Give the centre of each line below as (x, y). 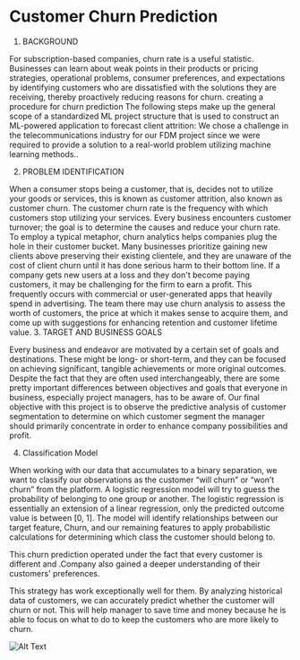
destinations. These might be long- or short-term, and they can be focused (148, 359)
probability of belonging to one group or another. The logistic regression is (146, 498)
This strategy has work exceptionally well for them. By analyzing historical (146, 591)
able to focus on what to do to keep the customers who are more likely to (144, 619)
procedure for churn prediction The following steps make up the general (142, 106)
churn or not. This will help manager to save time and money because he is (148, 610)
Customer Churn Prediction (114, 17)
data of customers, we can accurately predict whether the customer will (142, 600)
